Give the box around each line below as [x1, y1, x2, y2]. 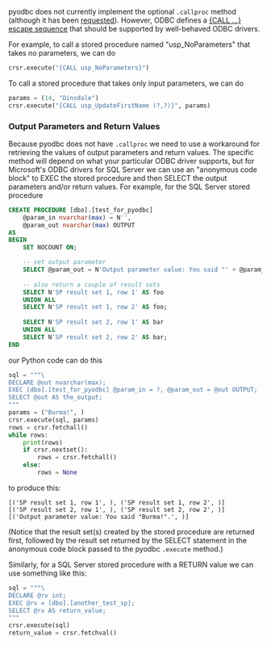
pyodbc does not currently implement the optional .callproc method [8, 7, 236, 16]
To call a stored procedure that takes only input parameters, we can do [8, 78, 244, 88]
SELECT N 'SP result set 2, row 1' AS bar [23, 318, 164, 326]
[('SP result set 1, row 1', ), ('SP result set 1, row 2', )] [8, 498, 226, 507]
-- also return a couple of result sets [23, 280, 161, 289]
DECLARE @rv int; [8, 591, 67, 600]
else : [23, 461, 42, 469]
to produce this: [8, 483, 61, 492]
